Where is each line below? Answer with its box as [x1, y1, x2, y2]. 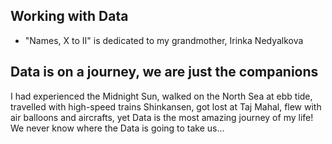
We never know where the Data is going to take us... [10, 122, 225, 134]
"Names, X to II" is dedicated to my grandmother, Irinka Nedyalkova [24, 34, 304, 46]
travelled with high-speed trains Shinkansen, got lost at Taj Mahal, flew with [10, 100, 322, 113]
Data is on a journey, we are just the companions [10, 64, 319, 81]
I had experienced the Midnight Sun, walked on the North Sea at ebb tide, [10, 90, 313, 102]
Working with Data [10, 8, 129, 25]
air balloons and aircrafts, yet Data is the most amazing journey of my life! [10, 111, 314, 123]
